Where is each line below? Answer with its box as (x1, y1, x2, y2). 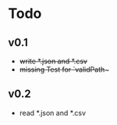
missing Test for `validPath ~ (19, 65, 110, 74)
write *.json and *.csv (19, 56, 88, 66)
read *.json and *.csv (19, 108, 87, 117)
